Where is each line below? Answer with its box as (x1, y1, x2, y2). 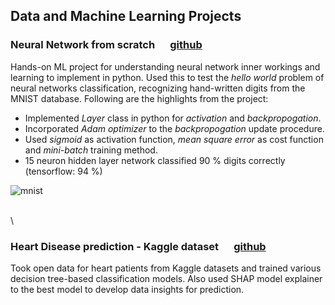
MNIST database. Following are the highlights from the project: (10, 92, 269, 104)
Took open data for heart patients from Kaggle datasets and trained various (10, 262, 322, 274)
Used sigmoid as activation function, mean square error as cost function (24, 133, 324, 145)
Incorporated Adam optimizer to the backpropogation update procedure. (24, 122, 325, 134)
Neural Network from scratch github (10, 38, 203, 52)
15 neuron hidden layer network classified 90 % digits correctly (24, 154, 286, 166)
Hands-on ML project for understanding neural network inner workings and (10, 60, 321, 73)
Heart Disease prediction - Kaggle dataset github (10, 239, 267, 253)
